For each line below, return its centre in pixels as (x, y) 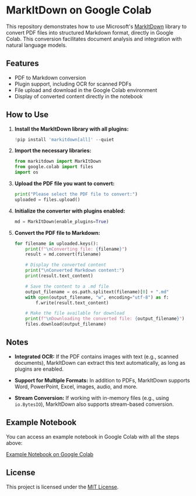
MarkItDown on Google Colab (79, 10)
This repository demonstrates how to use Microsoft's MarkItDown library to (96, 26)
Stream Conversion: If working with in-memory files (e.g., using (92, 398)
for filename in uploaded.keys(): (56, 244)
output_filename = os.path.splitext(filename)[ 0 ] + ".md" (97, 292)
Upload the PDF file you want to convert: (64, 184)
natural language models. (36, 45)
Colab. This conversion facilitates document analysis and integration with (94, 39)
